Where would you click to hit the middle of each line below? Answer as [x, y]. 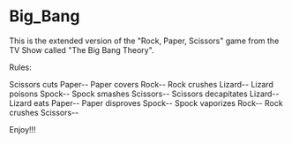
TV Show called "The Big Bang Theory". [82, 49]
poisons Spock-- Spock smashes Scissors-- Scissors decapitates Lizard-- [144, 94]
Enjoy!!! [23, 129]
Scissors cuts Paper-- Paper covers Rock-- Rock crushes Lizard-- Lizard [141, 84]
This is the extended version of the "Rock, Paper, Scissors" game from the [144, 41]
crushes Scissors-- [44, 112]
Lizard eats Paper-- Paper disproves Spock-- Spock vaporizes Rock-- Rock [146, 102]
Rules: [21, 67]
